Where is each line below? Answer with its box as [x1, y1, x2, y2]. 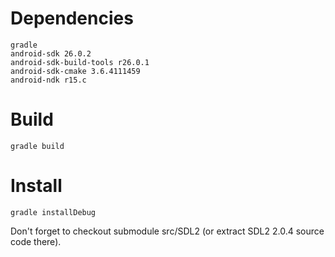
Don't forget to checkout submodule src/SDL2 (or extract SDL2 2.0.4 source [10, 225, 325, 237]
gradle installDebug [10, 207, 97, 217]
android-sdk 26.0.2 [10, 48, 92, 59]
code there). [10, 235, 62, 247]
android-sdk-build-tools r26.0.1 [10, 57, 150, 67]
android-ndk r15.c [10, 75, 87, 85]
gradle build [10, 141, 65, 151]
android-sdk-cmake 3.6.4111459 [10, 66, 141, 76]
